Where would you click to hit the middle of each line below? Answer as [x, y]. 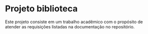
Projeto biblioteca [41, 9]
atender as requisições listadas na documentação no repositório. [70, 26]
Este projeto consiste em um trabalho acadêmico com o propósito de [74, 22]
